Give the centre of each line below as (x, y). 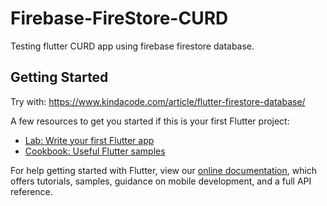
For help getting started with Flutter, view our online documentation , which (164, 170)
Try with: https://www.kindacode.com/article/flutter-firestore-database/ (158, 101)
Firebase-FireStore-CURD (119, 18)
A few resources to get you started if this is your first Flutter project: (150, 121)
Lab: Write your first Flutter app (89, 140)
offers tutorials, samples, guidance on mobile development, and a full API (161, 181)
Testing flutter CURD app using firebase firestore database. (132, 46)
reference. (31, 191)
